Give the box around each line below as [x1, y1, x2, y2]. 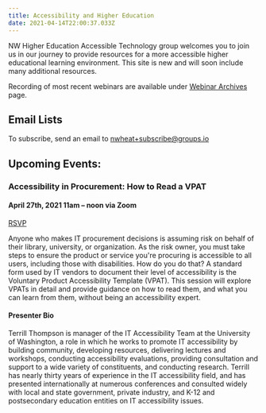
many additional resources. [8, 66, 98, 75]
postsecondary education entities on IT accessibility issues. [8, 396, 204, 406]
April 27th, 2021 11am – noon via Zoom [8, 200, 137, 210]
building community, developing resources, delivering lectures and [8, 345, 226, 355]
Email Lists [8, 113, 64, 126]
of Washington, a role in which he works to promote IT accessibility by [8, 337, 238, 346]
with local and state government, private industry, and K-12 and [8, 388, 215, 397]
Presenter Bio [8, 311, 54, 320]
